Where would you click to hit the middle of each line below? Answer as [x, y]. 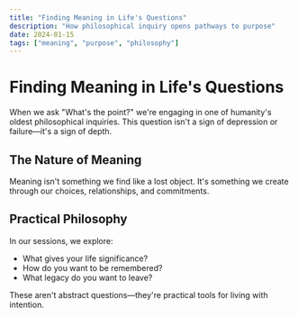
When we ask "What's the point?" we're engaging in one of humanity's [140, 113]
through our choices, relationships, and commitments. [109, 191]
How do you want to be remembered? [92, 267]
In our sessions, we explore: [61, 240]
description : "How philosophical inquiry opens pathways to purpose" [143, 26]
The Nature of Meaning [76, 160]
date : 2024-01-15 [42, 34]
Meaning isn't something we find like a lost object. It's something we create [149, 181]
